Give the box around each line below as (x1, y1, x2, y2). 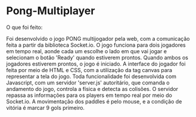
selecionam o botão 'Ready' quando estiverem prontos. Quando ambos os (6, 54, 189, 61)
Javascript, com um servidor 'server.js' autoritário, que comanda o (6, 79, 170, 86)
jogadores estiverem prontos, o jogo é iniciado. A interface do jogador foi (6, 60, 186, 67)
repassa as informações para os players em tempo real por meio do (6, 92, 173, 99)
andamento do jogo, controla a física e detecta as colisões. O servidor (6, 85, 179, 92)
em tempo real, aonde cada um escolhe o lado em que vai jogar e (6, 47, 167, 54)
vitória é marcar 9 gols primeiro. (6, 104, 85, 111)
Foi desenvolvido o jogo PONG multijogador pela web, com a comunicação (6, 35, 190, 42)
